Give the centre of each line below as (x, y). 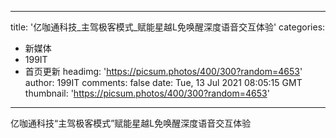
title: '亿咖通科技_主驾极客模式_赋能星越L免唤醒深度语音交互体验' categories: (168, 27)
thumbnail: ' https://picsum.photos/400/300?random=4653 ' (147, 93)
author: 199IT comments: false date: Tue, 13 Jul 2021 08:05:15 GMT (163, 82)
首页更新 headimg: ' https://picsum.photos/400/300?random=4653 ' (163, 71)
